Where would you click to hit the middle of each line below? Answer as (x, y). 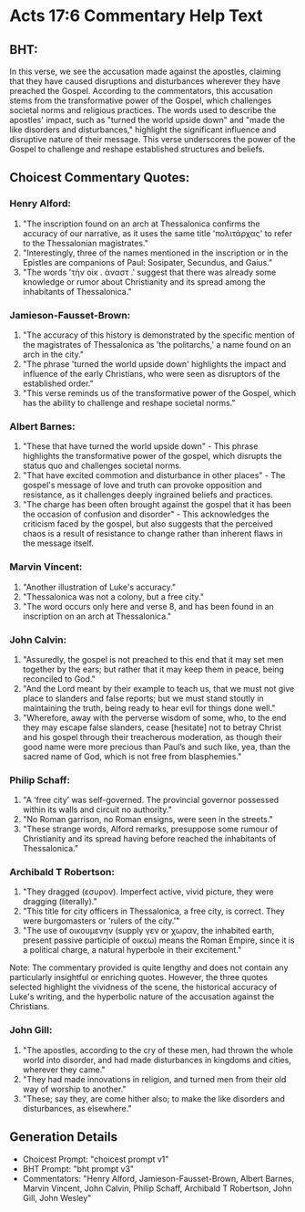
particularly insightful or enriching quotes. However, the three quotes (139, 977)
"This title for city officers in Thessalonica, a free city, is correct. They (153, 911)
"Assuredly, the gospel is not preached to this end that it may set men (153, 659)
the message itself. (58, 543)
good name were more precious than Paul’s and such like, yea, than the (157, 747)
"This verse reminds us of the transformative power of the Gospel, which (159, 392)
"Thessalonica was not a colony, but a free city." (113, 596)
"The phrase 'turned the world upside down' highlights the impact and (154, 364)
